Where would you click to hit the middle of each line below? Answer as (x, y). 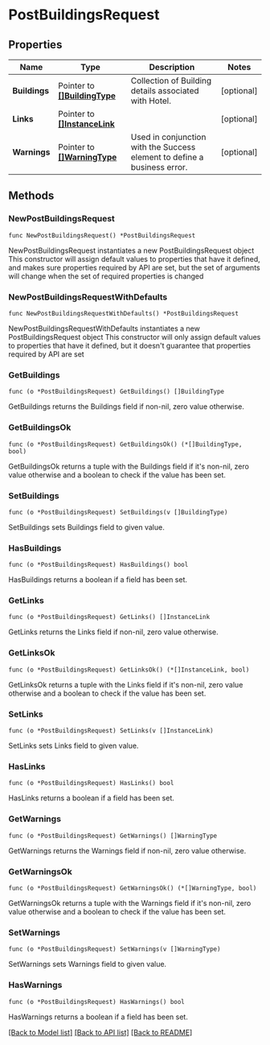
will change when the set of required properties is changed (106, 276)
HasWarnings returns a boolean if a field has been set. (98, 1017)
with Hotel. (151, 101)
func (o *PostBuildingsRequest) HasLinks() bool (91, 783)
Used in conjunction (168, 137)
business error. (159, 167)
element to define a (167, 157)
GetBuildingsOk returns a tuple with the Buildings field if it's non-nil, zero (129, 466)
